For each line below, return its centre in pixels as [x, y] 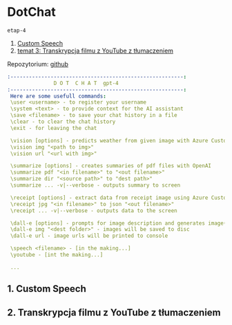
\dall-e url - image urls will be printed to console [89, 236]
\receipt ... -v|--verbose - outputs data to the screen [94, 211]
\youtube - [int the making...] [57, 255]
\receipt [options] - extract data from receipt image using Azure [109, 198]
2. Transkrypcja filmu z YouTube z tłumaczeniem [114, 312]
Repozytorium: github [38, 64]
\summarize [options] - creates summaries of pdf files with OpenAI [111, 166]
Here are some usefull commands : [58, 96]
